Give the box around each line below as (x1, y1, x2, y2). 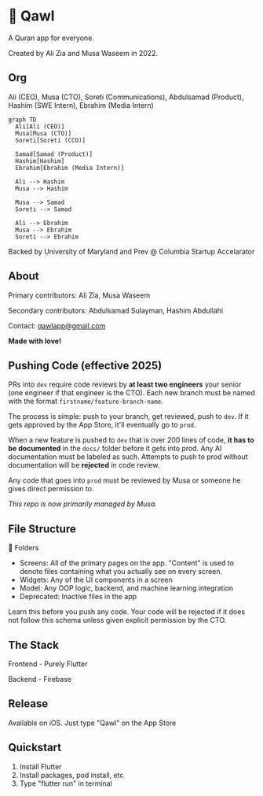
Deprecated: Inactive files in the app (19, 592, 137, 602)
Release (8, 697, 49, 711)
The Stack (8, 638, 59, 652)
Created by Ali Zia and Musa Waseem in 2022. (8, 48, 159, 57)
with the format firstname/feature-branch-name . (8, 397, 163, 406)
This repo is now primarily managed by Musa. (8, 499, 157, 509)
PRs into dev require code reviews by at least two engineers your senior (8, 379, 242, 389)
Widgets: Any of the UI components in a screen (19, 575, 173, 585)
